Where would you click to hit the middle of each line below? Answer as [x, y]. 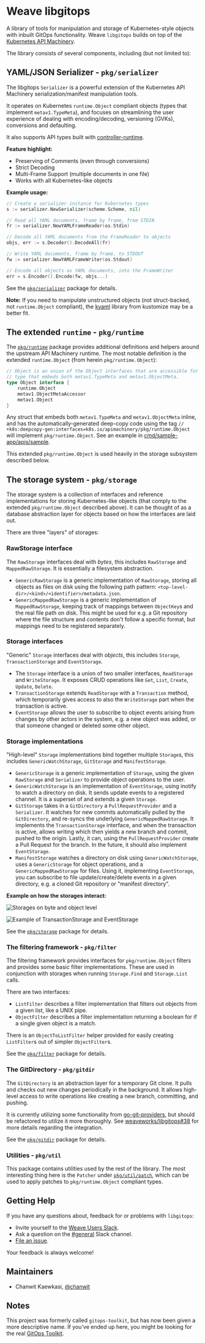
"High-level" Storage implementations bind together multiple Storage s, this [100, 755]
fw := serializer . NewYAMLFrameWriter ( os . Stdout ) [69, 259]
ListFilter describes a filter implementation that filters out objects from [106, 1004]
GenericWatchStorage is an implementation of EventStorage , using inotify [106, 786]
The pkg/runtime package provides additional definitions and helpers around [103, 347]
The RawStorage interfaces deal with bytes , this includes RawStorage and [96, 562]
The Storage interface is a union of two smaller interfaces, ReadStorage [104, 673]
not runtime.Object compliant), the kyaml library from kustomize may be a [100, 306]
